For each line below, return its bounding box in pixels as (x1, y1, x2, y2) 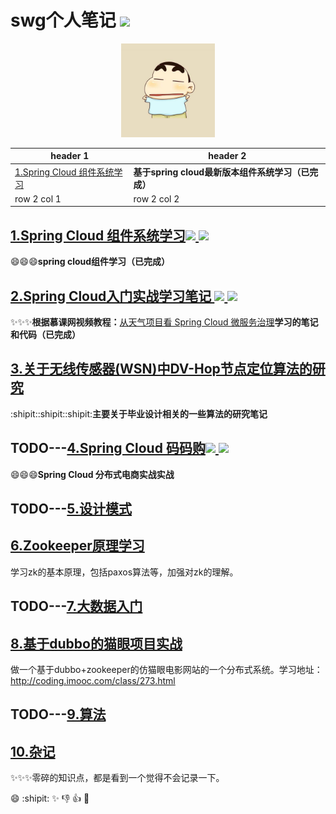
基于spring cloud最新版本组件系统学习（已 (133, 166, 310, 178)
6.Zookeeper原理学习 (10, 537, 145, 555)
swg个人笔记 (10, 9, 117, 32)
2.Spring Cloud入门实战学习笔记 (10, 287, 212, 305)
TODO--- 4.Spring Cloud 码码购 (10, 440, 206, 457)
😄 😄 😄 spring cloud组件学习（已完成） (10, 256, 171, 268)
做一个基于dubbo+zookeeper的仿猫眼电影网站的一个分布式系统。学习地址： (10, 664, 323, 676)
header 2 (208, 150, 247, 162)
